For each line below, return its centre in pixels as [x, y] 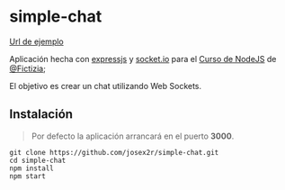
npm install [31, 168]
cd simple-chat [38, 160]
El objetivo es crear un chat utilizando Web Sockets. [106, 86]
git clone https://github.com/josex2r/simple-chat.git [114, 152]
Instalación [41, 114]
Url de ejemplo [37, 41]
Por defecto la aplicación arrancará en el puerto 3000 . [133, 136]
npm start [28, 176]
